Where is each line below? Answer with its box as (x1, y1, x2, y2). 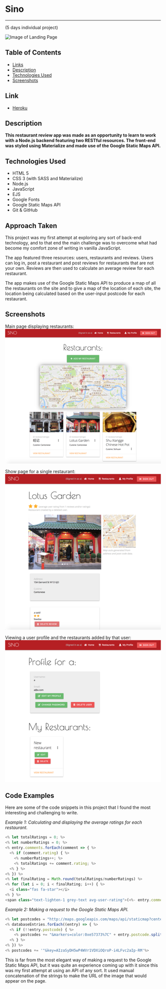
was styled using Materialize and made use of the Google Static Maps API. (5, 143, 161, 149)
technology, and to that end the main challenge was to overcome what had (5, 240, 157, 246)
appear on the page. (5, 978, 47, 984)
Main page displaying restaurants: (5, 323, 75, 329)
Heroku (12, 105, 28, 111)
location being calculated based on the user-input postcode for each (5, 291, 145, 297)
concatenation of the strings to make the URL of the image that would (5, 973, 147, 979)
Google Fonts (12, 197, 40, 202)
